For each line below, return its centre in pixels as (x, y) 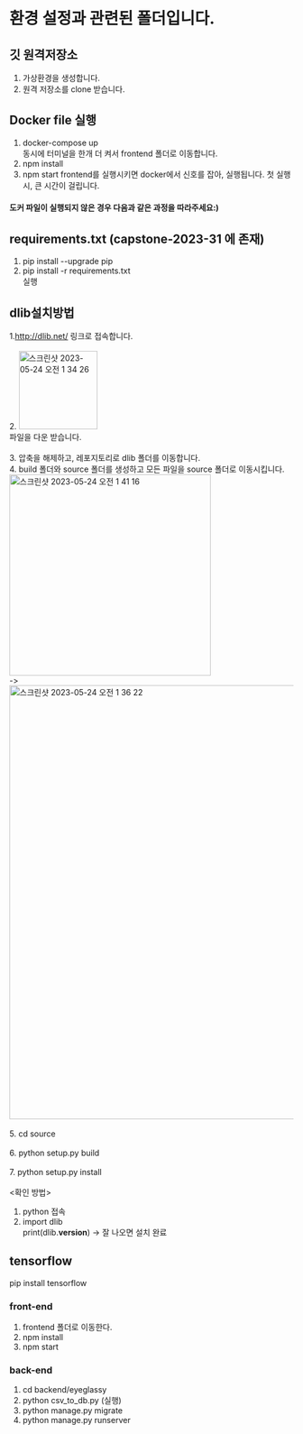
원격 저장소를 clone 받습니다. (73, 89)
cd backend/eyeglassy (64, 1390)
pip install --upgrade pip (68, 262)
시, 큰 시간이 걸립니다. (61, 185)
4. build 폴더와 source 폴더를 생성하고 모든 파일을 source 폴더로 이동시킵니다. (147, 469)
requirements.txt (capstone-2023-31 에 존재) (137, 239)
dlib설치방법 (42, 313)
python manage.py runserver (76, 1420)
